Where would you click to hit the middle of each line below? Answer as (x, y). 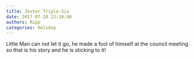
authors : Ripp (23, 22)
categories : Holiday (31, 27)
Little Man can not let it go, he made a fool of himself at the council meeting (97, 44)
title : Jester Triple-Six (38, 11)
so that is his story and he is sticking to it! (56, 50)
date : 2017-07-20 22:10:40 (39, 17)
